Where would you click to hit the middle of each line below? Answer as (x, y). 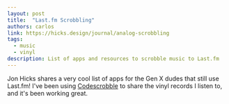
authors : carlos (31, 26)
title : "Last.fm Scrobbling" (51, 20)
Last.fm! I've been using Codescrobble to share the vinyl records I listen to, (115, 86)
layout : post (26, 14)
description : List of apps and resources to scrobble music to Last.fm (113, 59)
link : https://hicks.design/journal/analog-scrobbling (88, 33)
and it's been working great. (48, 93)
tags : (15, 40)
